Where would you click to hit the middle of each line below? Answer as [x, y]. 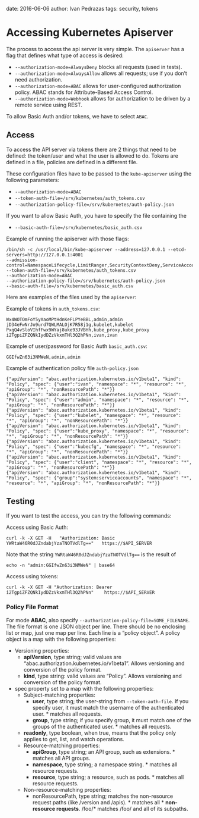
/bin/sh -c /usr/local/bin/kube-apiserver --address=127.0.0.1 [86, 249]
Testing [20, 501]
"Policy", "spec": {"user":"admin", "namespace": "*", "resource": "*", [98, 400]
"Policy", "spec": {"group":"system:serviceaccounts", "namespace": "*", [99, 478]
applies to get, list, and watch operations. [74, 739]
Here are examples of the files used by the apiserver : [71, 297]
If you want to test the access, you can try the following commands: [89, 515]
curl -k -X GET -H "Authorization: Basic [61, 538]
